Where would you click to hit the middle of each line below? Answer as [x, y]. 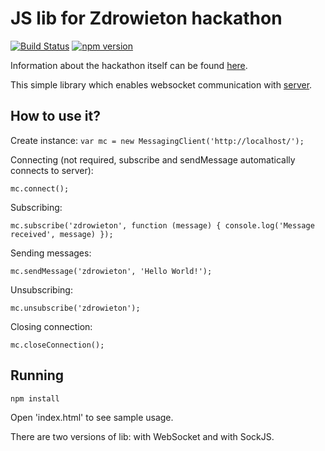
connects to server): [52, 170]
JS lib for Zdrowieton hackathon [146, 18]
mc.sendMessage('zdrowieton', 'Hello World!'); [111, 271]
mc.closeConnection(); [57, 345]
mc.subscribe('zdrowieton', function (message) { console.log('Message [162, 225]
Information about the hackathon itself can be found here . [129, 65]
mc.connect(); [40, 188]
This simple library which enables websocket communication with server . [161, 84]
